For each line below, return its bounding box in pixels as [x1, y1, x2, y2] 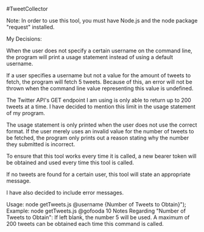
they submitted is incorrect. [6, 141, 76, 148]
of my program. [6, 110, 46, 116]
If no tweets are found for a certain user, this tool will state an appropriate [6, 170, 191, 178]
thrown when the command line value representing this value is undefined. [6, 85, 194, 92]
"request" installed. [6, 24, 55, 30]
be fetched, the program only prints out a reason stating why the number [6, 134, 189, 141]
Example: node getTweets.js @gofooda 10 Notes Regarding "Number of [6, 207, 186, 214]
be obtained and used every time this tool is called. [6, 159, 135, 166]
